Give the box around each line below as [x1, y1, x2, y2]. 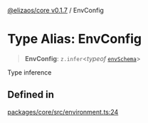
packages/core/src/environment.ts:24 [7, 107, 119, 116]
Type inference [7, 68, 52, 77]
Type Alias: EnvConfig [7, 31, 142, 47]
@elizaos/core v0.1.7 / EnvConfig [7, 6, 105, 14]
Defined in [7, 89, 55, 101]
